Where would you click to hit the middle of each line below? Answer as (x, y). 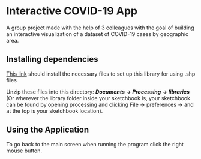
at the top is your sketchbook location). (55, 111)
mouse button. (24, 151)
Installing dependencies (52, 59)
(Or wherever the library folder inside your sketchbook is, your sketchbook (98, 98)
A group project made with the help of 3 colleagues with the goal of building (100, 28)
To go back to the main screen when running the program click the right (95, 144)
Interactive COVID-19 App (72, 11)
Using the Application (48, 130)
